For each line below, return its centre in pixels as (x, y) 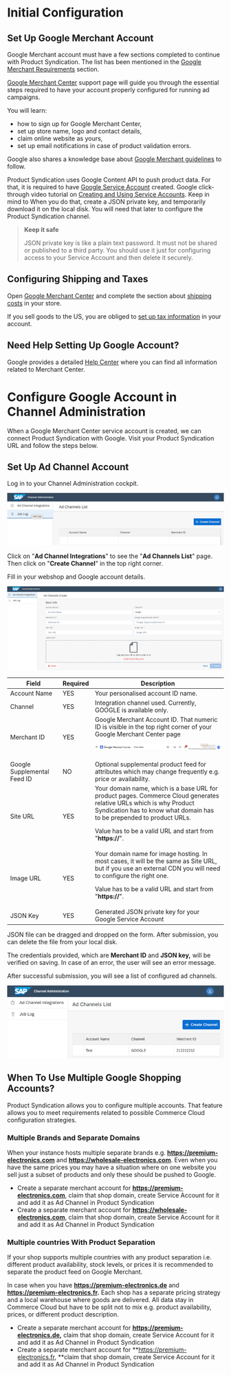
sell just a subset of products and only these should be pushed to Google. (112, 1174)
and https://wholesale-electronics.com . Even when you (137, 1160)
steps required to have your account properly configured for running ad (108, 90)
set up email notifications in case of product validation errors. (104, 146)
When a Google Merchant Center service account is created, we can (104, 431)
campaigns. (24, 97)
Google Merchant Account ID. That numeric (156, 720)
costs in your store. (34, 303)
